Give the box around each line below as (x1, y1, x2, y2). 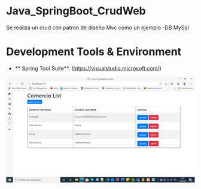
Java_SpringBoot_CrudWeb (6, 4, 146, 18)
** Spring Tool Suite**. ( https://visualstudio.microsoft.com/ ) (14, 65, 162, 72)
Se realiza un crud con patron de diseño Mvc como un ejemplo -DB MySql (6, 24, 190, 31)
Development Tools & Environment (6, 45, 182, 59)
